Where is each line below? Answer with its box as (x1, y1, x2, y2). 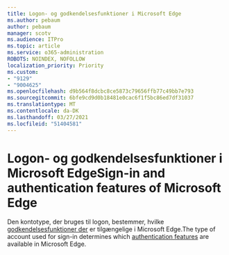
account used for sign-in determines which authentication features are (7, 233, 210, 241)
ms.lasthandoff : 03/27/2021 (7, 114, 89, 121)
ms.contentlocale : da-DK (7, 107, 79, 114)
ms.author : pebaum (7, 17, 60, 24)
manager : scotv (7, 29, 51, 37)
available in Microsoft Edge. (7, 240, 87, 248)
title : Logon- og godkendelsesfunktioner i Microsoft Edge (7, 10, 182, 17)
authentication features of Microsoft (7, 180, 221, 196)
